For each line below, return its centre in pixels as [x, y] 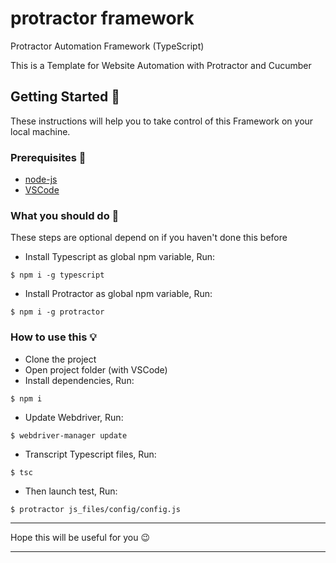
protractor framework [102, 18]
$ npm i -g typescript [57, 275]
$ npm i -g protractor [57, 312]
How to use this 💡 [53, 337]
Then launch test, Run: [71, 491]
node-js [41, 179]
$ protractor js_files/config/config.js [96, 509]
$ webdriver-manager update [69, 435]
